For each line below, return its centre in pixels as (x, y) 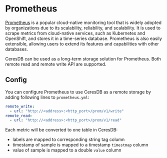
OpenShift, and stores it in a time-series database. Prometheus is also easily (84, 38)
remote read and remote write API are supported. (56, 64)
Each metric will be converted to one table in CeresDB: (61, 130)
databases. (17, 49)
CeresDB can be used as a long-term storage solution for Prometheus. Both (83, 58)
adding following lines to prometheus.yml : (47, 97)
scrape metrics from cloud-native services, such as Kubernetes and (75, 33)
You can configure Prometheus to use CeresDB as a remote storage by (78, 92)
